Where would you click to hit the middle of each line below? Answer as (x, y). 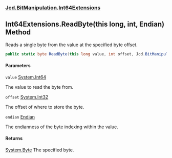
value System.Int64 (26, 77)
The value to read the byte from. (39, 87)
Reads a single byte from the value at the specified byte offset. (71, 45)
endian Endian (20, 116)
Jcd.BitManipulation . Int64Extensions (53, 8)
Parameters (18, 66)
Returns (14, 139)
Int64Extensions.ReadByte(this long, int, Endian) (85, 24)
